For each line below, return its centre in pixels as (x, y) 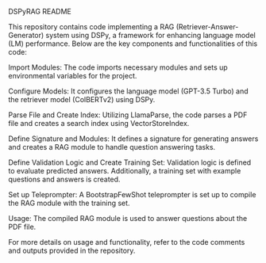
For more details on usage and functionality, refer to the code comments (127, 242)
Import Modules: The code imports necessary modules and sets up (118, 67)
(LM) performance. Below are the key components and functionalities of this (133, 44)
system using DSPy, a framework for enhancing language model (150, 35)
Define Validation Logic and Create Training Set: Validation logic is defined (130, 162)
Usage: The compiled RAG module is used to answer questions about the (128, 218)
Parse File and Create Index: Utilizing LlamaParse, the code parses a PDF (128, 115)
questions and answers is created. (64, 179)
